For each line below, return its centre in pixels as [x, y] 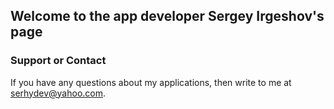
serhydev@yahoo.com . [58, 93]
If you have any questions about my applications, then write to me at [151, 82]
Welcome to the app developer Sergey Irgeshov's [167, 16]
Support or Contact [58, 61]
